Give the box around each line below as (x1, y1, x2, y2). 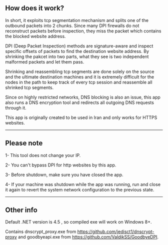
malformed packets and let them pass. (5, 58, 84, 64)
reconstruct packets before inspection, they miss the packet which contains (5, 27, 161, 34)
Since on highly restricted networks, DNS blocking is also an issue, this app (5, 94, 161, 100)
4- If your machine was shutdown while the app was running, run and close (5, 181, 161, 187)
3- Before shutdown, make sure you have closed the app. (5, 171, 123, 177)
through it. (5, 104, 26, 110)
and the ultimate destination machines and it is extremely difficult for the (5, 73, 154, 79)
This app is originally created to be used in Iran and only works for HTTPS (5, 114, 157, 120)
